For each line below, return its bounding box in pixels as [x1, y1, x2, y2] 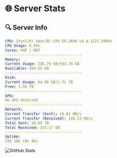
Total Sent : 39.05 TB [5, 120, 49, 125]
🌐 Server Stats [5, 3, 66, 14]
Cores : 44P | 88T [5, 47, 40, 53]
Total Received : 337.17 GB [5, 125, 60, 130]
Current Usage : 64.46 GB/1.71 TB [5, 79, 73, 85]
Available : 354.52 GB [5, 66, 49, 71]
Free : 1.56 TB [5, 84, 34, 89]
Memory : [5, 57, 21, 62]
